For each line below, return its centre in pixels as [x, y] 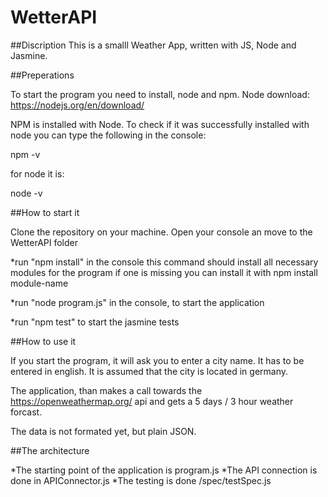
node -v [26, 193]
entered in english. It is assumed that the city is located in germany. [149, 371]
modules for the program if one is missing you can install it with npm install [164, 272]
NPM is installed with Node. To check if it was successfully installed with [160, 124]
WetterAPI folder [44, 242]
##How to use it [43, 341]
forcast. [26, 412]
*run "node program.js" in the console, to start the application [137, 302]
